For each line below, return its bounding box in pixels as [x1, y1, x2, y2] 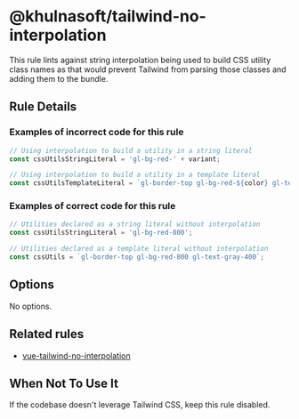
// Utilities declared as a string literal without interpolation [9, 220, 261, 229]
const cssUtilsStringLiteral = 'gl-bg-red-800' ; [9, 229, 193, 238]
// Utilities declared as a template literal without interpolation [9, 245, 269, 254]
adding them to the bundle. [9, 73, 109, 84]
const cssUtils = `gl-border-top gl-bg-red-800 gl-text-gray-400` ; [9, 253, 265, 262]
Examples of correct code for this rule [9, 200, 176, 213]
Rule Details [9, 100, 77, 115]
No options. [9, 301, 52, 311]
